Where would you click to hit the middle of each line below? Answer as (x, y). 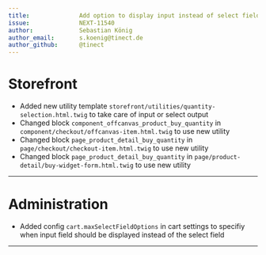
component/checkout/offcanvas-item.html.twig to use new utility (125, 131)
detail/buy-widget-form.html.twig (76, 166)
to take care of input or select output (149, 115)
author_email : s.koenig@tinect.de (76, 38)
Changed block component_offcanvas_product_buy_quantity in (120, 123)
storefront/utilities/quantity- (162, 107)
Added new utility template (63, 106)
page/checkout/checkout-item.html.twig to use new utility (114, 148)
